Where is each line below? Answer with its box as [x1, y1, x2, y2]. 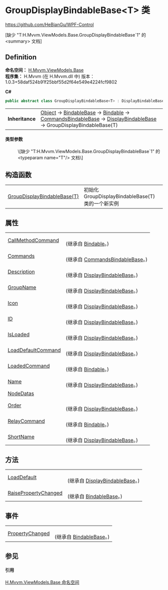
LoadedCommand [7, 363, 50, 370]
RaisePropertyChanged [7, 490, 62, 497]
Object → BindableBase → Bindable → [40, 109, 130, 116]
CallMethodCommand [7, 237, 59, 244]
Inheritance [7, 115, 36, 122]
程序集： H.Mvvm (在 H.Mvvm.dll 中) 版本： [5, 73, 95, 79]
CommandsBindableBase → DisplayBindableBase [40, 115, 156, 122]
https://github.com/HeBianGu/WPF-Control [5, 21, 94, 28]
